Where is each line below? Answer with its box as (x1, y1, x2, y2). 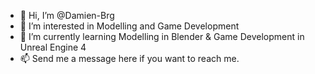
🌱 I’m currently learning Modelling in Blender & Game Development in (19, 31, 305, 42)
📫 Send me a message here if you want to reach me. (19, 53, 240, 64)
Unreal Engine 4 (19, 41, 87, 53)
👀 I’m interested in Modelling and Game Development (19, 20, 240, 32)
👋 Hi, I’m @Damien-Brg (19, 10, 115, 21)
